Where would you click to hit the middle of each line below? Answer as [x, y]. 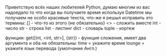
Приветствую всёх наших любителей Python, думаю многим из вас [77, 7]
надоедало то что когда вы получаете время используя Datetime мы [78, 12]
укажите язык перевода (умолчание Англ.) [51, 48]
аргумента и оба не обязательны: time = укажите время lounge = [75, 43]
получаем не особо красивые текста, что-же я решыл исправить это [79, 18]
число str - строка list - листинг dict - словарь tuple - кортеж [70, 28]
